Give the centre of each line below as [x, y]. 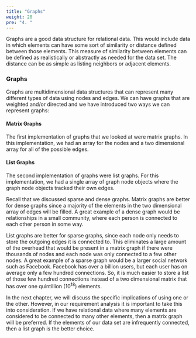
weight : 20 [19, 17]
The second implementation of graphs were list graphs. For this [82, 175]
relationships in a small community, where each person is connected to [92, 218]
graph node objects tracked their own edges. [61, 188]
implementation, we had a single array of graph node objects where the [92, 182]
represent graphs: [28, 110]
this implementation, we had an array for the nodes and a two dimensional [95, 143]
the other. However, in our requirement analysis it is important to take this [94, 303]
